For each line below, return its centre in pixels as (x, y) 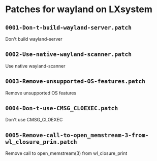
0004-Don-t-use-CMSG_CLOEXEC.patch (62, 108)
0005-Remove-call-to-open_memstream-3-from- (77, 135)
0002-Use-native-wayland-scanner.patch (69, 54)
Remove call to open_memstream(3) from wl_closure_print (66, 153)
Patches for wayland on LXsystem (79, 9)
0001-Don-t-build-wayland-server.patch (69, 27)
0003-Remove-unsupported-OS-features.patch (75, 81)
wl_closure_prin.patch (41, 142)
